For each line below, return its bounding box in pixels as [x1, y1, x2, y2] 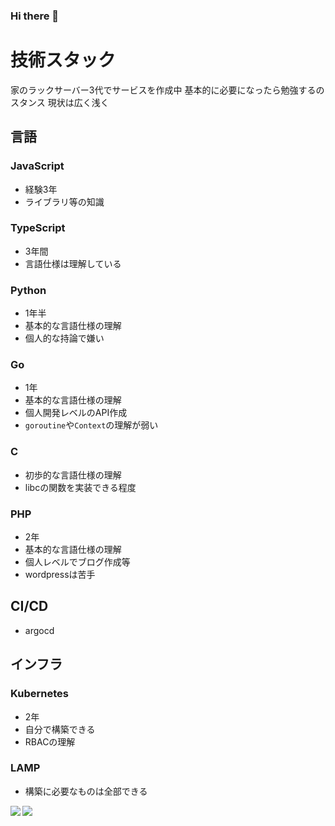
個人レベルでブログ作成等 [24, 556, 131, 568]
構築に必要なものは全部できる [24, 785, 148, 797]
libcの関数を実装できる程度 [24, 481, 137, 493]
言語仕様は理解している [24, 257, 122, 269]
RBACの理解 [24, 735, 76, 748]
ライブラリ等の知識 [24, 195, 105, 208]
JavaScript [10, 159, 65, 173]
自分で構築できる [24, 723, 96, 735]
